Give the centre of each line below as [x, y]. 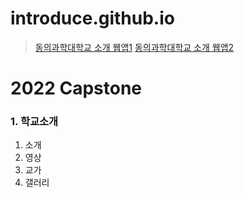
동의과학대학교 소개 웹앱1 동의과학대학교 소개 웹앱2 [134, 47]
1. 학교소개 [34, 122]
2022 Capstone [76, 88]
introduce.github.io [92, 18]
